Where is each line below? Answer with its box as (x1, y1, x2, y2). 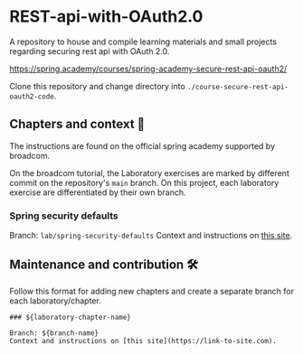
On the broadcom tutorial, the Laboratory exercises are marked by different (9, 167, 289, 178)
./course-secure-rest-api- (186, 82, 289, 91)
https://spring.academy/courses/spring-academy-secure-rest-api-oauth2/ (9, 63, 288, 74)
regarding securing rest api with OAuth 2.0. (9, 45, 170, 56)
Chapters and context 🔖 (9, 116, 146, 132)
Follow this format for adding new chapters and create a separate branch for (9, 285, 294, 296)
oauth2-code (9, 92, 54, 101)
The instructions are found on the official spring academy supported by (9, 140, 276, 151)
